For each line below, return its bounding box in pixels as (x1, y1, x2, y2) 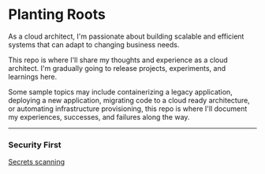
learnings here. (8, 72, 58, 81)
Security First (8, 139, 62, 150)
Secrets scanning (8, 157, 65, 167)
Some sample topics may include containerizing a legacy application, (8, 87, 233, 96)
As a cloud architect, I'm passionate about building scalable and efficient (8, 31, 244, 41)
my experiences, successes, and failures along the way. (8, 112, 190, 121)
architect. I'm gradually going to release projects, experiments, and (8, 63, 226, 72)
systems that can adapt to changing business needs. (8, 39, 180, 49)
